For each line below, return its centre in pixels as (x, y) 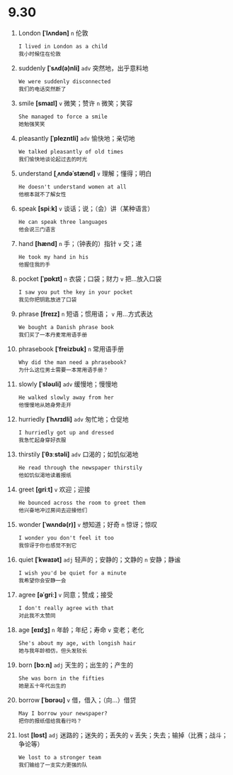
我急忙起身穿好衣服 (42, 440)
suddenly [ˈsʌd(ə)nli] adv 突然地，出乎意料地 (83, 68)
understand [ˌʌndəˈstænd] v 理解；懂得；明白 (85, 173)
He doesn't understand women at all (72, 187)
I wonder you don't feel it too (66, 538)
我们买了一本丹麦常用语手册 (53, 335)
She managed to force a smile (63, 117)
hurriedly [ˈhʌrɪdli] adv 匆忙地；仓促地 (73, 419)
